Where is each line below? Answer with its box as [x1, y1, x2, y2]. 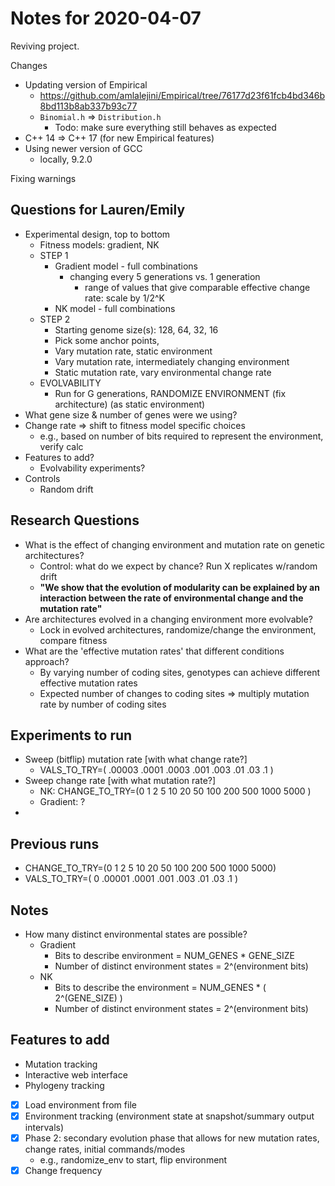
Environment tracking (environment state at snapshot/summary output [24, 1110, 315, 1122]
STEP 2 [39, 313, 71, 325]
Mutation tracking [24, 1058, 98, 1070]
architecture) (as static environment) [54, 398, 206, 410]
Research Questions [10, 512, 140, 529]
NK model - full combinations [54, 302, 176, 314]
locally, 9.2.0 [39, 153, 93, 165]
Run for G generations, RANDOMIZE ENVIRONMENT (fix [54, 387, 287, 399]
